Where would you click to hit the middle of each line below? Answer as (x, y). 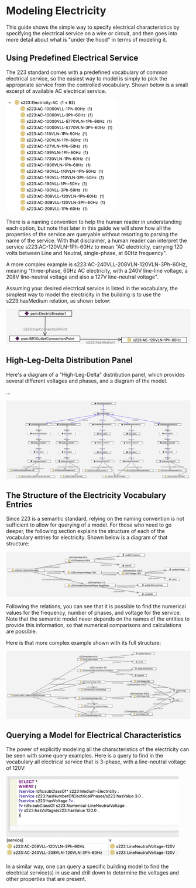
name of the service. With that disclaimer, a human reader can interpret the (97, 240)
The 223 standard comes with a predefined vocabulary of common (87, 72)
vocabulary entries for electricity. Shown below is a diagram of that (87, 537)
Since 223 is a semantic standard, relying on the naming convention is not (95, 519)
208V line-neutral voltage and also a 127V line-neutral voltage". (82, 277)
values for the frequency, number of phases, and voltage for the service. (94, 613)
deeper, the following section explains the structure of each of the (86, 531)
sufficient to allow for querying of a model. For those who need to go (89, 525)
